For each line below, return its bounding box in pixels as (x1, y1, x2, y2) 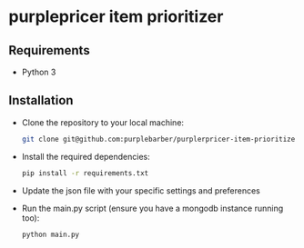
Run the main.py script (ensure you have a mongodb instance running (21, 203, 284, 213)
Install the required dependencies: (21, 151, 151, 162)
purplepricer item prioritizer (8, 6, 224, 27)
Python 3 (21, 66, 56, 77)
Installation (8, 93, 74, 108)
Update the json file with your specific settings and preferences (21, 184, 260, 196)
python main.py (21, 230, 80, 239)
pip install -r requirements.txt (21, 168, 149, 178)
